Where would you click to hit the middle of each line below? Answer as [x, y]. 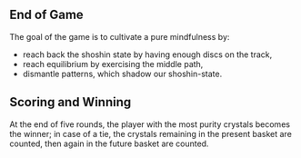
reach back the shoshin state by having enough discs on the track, [147, 54]
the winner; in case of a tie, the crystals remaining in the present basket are [151, 133]
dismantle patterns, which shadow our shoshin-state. [122, 74]
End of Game [46, 15]
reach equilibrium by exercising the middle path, [113, 64]
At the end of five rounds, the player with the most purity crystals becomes [150, 124]
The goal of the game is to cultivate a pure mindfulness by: [120, 36]
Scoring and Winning [70, 102]
